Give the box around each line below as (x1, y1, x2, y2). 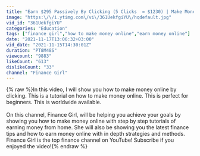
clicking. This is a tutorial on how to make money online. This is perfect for (6, 92, 189, 99)
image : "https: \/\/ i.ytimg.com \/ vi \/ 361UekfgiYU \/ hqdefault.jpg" (6, 14, 171, 20)
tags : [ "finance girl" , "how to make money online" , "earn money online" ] (6, 31, 190, 37)
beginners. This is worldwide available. (6, 99, 102, 106)
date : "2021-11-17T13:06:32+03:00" (6, 36, 95, 42)
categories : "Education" (6, 25, 68, 32)
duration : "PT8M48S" (6, 48, 58, 54)
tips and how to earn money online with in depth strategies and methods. (6, 130, 186, 138)
